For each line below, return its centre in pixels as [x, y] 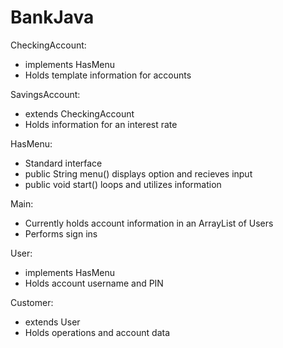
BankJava [52, 17]
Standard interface [63, 163]
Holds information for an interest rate [101, 124]
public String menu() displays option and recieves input [138, 173]
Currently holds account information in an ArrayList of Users [149, 223]
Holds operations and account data [97, 332]
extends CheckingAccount [79, 113]
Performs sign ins [61, 233]
